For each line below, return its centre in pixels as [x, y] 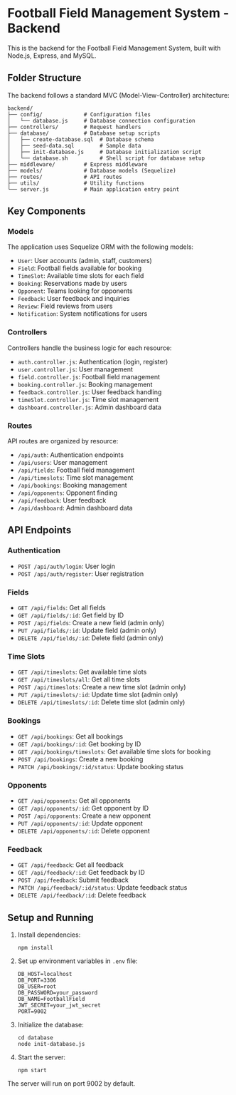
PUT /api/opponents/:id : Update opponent [80, 823]
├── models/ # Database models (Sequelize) [92, 170]
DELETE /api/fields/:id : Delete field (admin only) [90, 638]
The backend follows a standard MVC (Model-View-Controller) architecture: [118, 95]
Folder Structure [44, 78]
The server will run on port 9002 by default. [71, 1084]
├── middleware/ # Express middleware [77, 164]
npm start [32, 1071]
